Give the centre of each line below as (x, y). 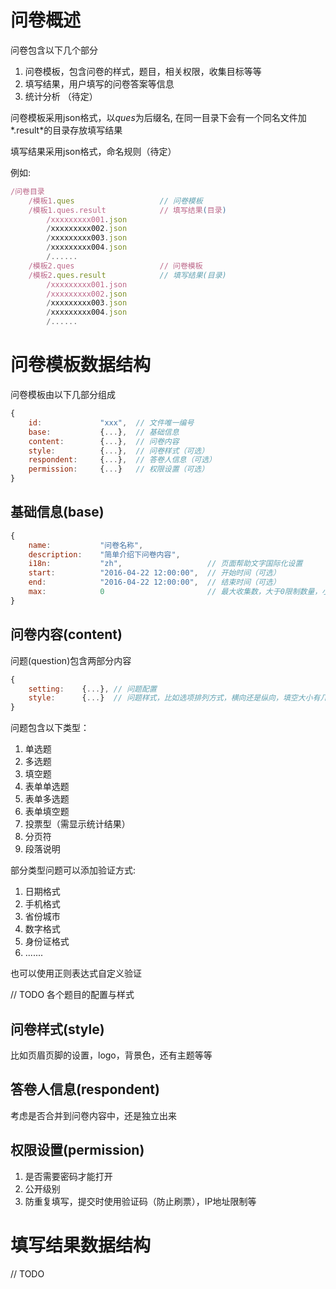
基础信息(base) (57, 512)
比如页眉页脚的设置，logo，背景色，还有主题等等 (111, 1055)
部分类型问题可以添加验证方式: (73, 870)
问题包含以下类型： (50, 728)
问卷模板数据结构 (81, 365)
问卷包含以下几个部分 (54, 50)
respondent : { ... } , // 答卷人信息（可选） (122, 460)
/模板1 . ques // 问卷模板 (115, 201)
